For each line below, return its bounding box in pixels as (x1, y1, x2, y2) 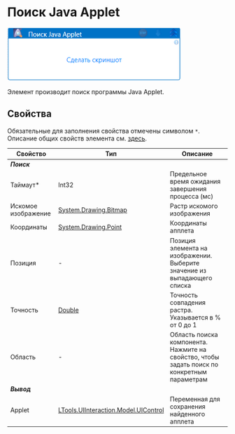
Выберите (170, 258, 200, 267)
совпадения (170, 298, 206, 306)
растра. (170, 305, 193, 314)
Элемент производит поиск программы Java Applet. (7, 87, 164, 96)
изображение (10, 209, 51, 218)
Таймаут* (10, 180, 40, 190)
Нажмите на (170, 346, 207, 353)
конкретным (170, 368, 208, 376)
